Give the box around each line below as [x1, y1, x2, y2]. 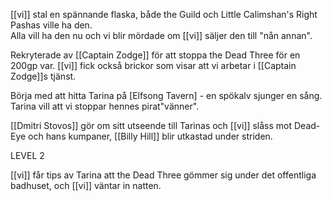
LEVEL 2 [10, 150, 45, 161]
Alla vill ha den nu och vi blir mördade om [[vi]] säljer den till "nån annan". [10, 30, 313, 41]
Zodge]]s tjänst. [10, 70, 77, 82]
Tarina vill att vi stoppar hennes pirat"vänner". [10, 100, 200, 112]
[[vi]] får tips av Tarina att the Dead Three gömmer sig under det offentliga [10, 169, 317, 181]
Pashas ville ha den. [10, 19, 93, 31]
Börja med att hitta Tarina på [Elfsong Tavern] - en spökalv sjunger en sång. [10, 90, 323, 101]
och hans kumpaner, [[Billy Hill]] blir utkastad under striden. [28, 130, 273, 142]
